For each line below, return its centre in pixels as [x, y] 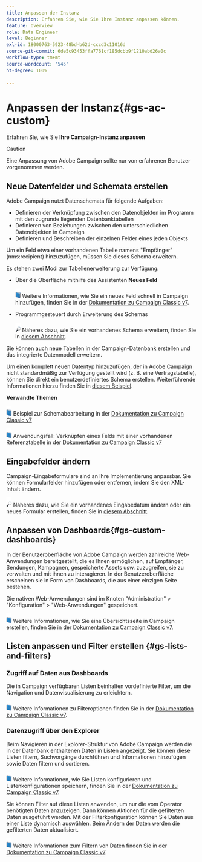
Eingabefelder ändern [48, 461]
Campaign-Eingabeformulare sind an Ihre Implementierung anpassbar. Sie [99, 476]
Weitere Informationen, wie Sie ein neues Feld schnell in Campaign [105, 296]
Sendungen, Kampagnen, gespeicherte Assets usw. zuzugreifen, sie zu [95, 567]
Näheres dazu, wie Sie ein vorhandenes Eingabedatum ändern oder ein [102, 505]
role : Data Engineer [32, 32]
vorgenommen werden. [35, 167]
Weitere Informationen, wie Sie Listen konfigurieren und [83, 779]
